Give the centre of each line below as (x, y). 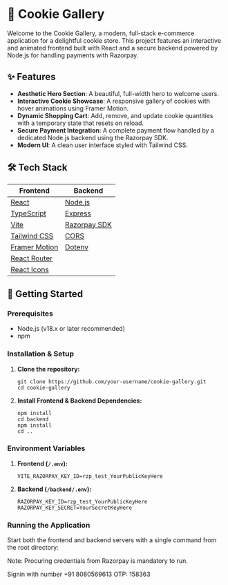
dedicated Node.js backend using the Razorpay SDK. (93, 137)
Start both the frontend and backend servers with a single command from (112, 540)
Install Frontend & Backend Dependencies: (79, 401)
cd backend (33, 419)
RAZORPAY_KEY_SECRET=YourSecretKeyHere (75, 508)
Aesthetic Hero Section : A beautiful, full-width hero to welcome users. (118, 93)
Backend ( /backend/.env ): (54, 489)
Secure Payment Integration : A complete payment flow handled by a (115, 130)
